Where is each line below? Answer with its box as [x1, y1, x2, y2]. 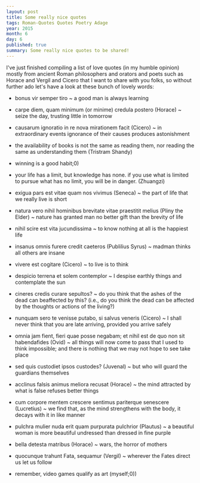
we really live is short [14, 195, 67, 203]
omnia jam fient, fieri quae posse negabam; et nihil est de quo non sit [14, 332, 185, 339]
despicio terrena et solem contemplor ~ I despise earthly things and [14, 272, 182, 279]
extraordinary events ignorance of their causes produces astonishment [14, 130, 190, 137]
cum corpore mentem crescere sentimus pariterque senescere [14, 398, 170, 405]
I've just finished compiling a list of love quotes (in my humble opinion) [6, 64, 180, 71]
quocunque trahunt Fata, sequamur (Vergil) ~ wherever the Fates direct [14, 452, 190, 459]
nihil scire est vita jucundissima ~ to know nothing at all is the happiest [14, 225, 189, 232]
